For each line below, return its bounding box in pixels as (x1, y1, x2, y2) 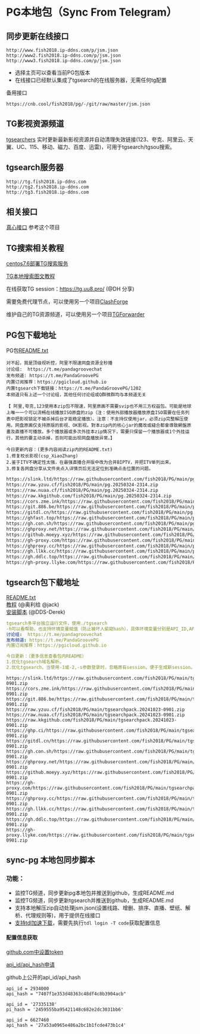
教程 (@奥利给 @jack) (6, 601, 60, 608)
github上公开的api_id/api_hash (6, 974, 81, 981)
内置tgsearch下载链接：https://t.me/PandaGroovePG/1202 (6, 386, 142, 391)
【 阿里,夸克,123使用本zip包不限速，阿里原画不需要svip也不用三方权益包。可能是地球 (6, 403, 192, 409)
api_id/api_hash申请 (6, 960, 55, 968)
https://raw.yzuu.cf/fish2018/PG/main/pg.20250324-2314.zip (6, 482, 159, 488)
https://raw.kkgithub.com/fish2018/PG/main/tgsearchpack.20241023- (6, 717, 177, 723)
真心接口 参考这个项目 (6, 224, 60, 231)
